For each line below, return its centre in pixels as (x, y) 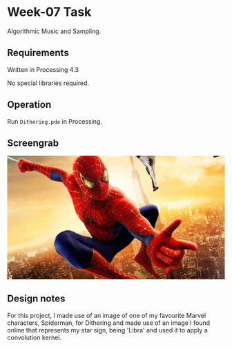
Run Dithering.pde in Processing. (55, 121)
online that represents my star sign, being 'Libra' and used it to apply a (108, 330)
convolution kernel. (35, 337)
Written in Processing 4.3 (43, 69)
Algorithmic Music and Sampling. (54, 31)
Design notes (36, 299)
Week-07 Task (49, 12)
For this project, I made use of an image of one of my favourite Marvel (107, 315)
